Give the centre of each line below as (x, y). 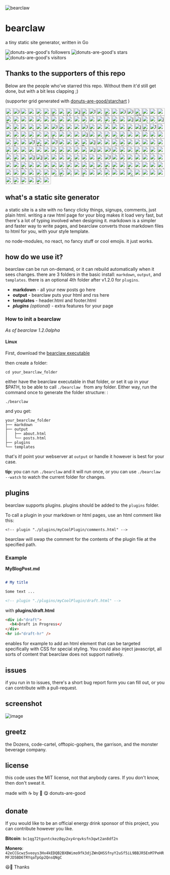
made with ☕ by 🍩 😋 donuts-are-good (46, 793)
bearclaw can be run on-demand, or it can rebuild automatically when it (80, 269)
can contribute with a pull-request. (41, 688)
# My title (17, 582)
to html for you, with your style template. (47, 231)
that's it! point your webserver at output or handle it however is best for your (85, 456)
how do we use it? (34, 257)
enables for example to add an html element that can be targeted (73, 644)
